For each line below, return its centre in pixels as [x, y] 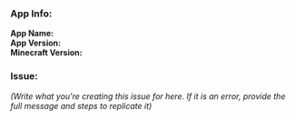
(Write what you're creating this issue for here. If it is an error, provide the [148, 96]
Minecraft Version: [46, 53]
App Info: [31, 14]
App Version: [36, 43]
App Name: [32, 34]
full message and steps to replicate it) [81, 105]
